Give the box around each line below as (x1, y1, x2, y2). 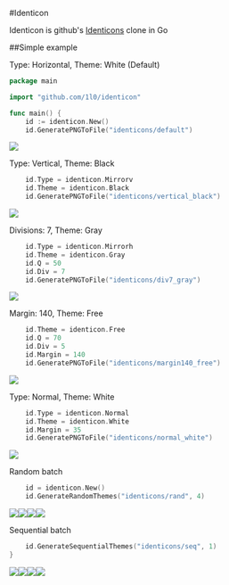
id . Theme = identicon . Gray (25, 250, 126, 260)
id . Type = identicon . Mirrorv (25, 176, 134, 185)
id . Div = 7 (25, 267, 66, 276)
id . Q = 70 (25, 334, 62, 342)
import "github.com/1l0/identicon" (9, 93, 142, 102)
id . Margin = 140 (25, 350, 86, 359)
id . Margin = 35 (25, 425, 82, 434)
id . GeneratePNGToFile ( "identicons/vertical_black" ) (25, 192, 221, 202)
